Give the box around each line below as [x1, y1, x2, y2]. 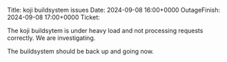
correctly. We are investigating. [7, 34, 96, 42]
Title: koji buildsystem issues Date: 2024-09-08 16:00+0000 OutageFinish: [7, 6, 221, 14]
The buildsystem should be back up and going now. [7, 48, 154, 55]
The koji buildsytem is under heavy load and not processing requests [7, 27, 204, 34]
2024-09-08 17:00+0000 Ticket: [7, 13, 100, 21]
